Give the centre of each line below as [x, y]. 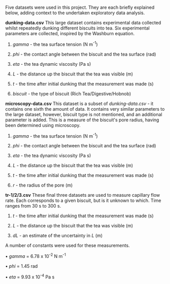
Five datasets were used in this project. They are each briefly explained [80, 7]
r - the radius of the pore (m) [43, 185]
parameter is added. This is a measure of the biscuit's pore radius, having [82, 120]
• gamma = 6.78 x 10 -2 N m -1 [36, 256]
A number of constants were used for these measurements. [68, 246]
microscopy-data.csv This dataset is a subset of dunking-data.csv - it [79, 104]
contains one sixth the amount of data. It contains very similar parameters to [85, 109]
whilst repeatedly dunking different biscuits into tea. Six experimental [77, 28]
